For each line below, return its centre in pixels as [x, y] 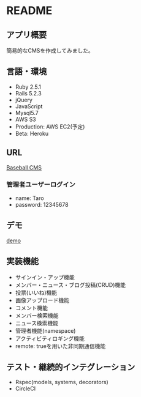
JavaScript [29, 106]
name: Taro [29, 198]
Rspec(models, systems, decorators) [62, 382]
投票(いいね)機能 [36, 292]
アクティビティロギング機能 [50, 338]
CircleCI [25, 388]
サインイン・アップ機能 [45, 277]
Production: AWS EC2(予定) [50, 127]
